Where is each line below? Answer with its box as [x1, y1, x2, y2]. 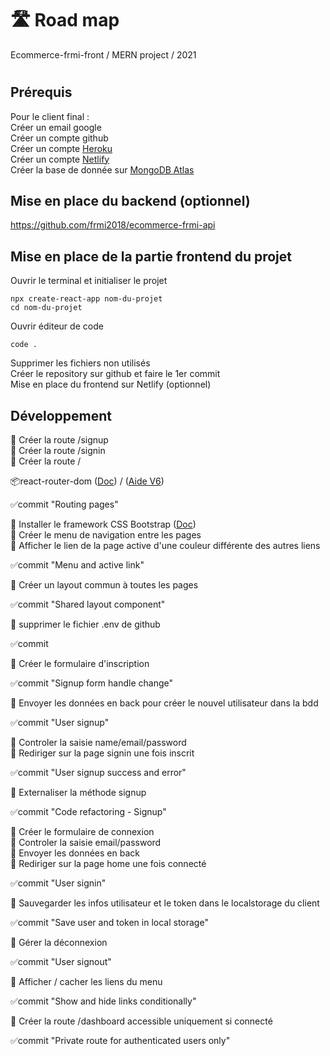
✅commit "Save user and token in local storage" [10, 916, 209, 928]
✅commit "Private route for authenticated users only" [10, 1034, 231, 1046]
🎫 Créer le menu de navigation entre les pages [10, 528, 202, 541]
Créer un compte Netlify [10, 153, 110, 165]
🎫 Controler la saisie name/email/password [10, 736, 187, 748]
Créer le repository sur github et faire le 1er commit [10, 368, 221, 380]
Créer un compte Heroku [10, 142, 113, 154]
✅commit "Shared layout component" [10, 598, 166, 610]
